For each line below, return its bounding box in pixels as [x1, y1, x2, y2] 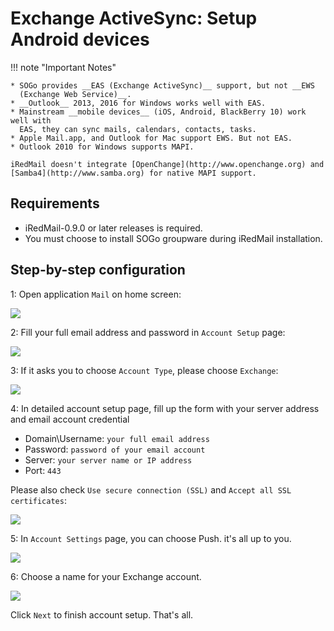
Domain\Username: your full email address [24, 432, 210, 444]
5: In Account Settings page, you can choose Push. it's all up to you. [10, 532, 292, 544]
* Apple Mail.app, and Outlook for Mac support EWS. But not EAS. [10, 133, 293, 143]
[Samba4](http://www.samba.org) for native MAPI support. [10, 168, 257, 178]
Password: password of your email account [24, 443, 206, 455]
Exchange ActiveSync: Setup [10, 7, 258, 30]
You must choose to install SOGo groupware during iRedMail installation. [24, 232, 323, 244]
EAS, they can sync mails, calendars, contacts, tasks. [19, 124, 257, 134]
